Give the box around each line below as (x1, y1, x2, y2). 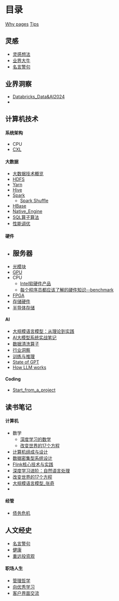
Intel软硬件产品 (20, 280, 51, 286)
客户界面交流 (12, 590, 39, 596)
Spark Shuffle (20, 197, 49, 204)
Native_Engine (12, 209, 43, 215)
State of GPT (12, 359, 39, 365)
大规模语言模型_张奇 (12, 480, 55, 486)
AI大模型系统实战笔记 (12, 334, 57, 340)
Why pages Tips (5, 21, 39, 27)
